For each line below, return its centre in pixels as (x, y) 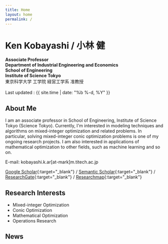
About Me (21, 108)
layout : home (19, 15)
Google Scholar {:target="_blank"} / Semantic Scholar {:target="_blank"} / (80, 172)
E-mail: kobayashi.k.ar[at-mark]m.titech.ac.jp (52, 162)
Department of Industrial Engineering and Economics (62, 65)
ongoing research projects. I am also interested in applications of (72, 142)
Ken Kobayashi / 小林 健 (55, 45)
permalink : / (19, 19)
